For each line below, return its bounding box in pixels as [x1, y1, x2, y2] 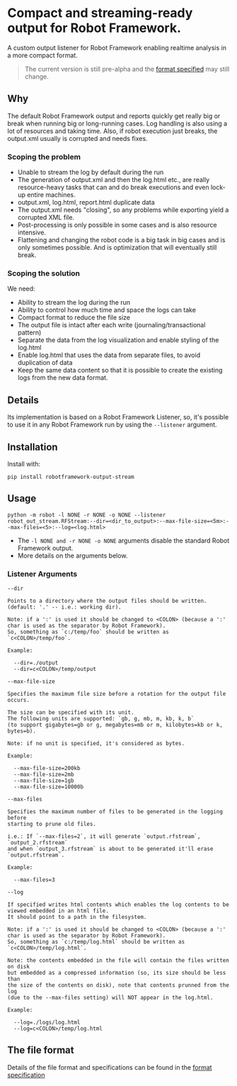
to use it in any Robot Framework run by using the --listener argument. [7, 420, 217, 429]
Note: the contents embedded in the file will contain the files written [7, 957, 230, 964]
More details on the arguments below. [17, 551, 128, 560]
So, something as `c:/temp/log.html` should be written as [7, 939, 185, 946]
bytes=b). [7, 728, 37, 735]
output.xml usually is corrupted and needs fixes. [7, 134, 148, 142]
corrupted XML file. [17, 213, 75, 222]
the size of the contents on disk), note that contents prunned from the [7, 982, 230, 989]
